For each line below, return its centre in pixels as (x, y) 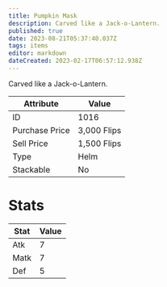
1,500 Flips (100, 143)
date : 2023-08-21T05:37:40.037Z (63, 38)
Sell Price (30, 143)
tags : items (28, 46)
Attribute (41, 103)
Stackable (31, 169)
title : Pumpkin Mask (43, 16)
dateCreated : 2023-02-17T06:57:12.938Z (75, 61)
